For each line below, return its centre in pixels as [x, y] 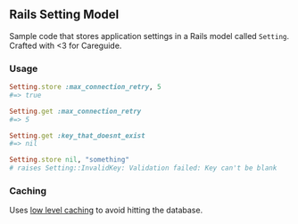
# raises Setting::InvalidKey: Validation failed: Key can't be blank [143, 168]
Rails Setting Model [64, 15]
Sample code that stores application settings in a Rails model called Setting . [149, 36]
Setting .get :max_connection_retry [75, 111]
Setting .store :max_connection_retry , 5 [86, 87]
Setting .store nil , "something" [69, 160]
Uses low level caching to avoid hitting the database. [106, 210]
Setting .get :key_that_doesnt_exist [77, 136]
